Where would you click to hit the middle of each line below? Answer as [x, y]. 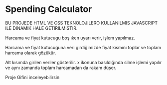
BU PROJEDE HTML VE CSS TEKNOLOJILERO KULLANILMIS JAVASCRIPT [82, 23]
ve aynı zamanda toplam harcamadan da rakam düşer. [61, 68]
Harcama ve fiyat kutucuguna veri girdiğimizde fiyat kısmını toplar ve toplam [83, 47]
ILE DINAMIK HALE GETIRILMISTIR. [41, 28]
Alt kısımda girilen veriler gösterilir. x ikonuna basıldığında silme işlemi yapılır [83, 62]
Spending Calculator [49, 9]
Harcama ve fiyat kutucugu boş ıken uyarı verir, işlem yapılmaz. [70, 38]
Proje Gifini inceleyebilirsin [32, 77]
